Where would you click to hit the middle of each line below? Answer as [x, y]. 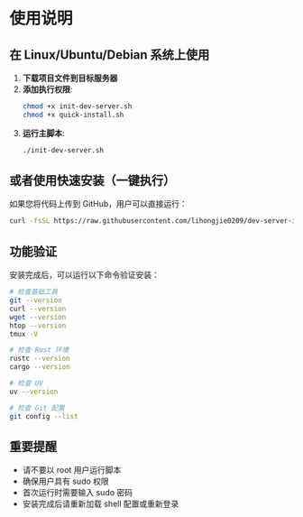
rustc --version [40, 359]
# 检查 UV [26, 383]
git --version [36, 300]
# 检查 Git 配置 [37, 408]
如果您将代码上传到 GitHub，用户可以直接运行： [98, 204]
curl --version [38, 309]
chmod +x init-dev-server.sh [77, 106]
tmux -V [24, 334]
